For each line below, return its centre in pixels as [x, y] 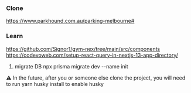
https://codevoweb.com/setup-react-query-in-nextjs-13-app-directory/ [92, 55]
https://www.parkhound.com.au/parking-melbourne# [70, 21]
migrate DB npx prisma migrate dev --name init [71, 66]
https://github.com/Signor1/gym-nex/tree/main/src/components [83, 49]
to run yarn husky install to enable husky [55, 84]
